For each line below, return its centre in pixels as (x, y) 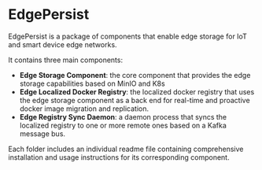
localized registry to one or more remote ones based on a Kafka (123, 125)
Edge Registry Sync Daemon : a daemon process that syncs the (123, 116)
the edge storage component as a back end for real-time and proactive (135, 100)
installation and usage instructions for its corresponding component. (119, 157)
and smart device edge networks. (63, 44)
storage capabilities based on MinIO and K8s (92, 83)
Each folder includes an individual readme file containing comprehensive (126, 149)
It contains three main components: (66, 60)
